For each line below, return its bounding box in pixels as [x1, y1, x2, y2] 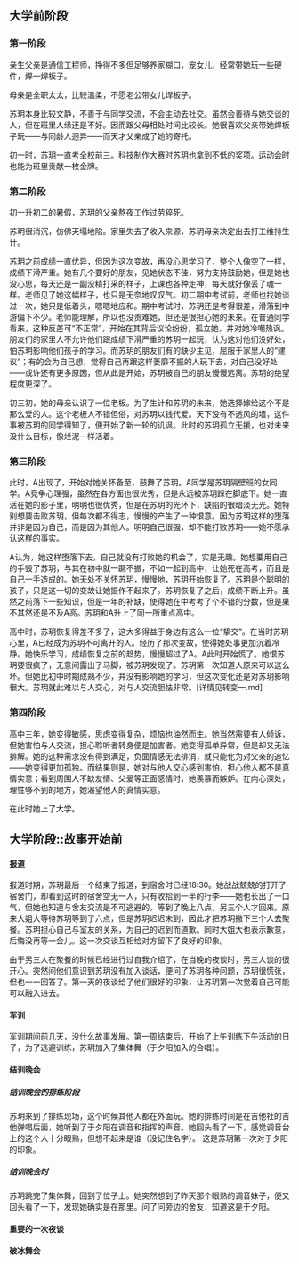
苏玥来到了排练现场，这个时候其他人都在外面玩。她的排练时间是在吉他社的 [9, 1110, 282, 1121]
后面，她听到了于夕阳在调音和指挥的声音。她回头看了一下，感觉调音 [32, 1121, 282, 1132]
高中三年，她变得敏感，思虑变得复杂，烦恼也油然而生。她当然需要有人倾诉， [9, 729, 290, 739]
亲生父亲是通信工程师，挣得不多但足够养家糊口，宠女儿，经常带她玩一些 [9, 59, 274, 69]
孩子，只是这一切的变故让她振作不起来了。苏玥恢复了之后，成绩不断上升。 [9, 585, 282, 596]
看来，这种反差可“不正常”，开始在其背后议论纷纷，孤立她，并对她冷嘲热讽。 [9, 322, 289, 333]
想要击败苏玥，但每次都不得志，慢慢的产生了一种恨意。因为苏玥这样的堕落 [16, 510, 290, 521]
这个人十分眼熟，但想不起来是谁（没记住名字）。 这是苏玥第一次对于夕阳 [24, 1132, 288, 1143]
